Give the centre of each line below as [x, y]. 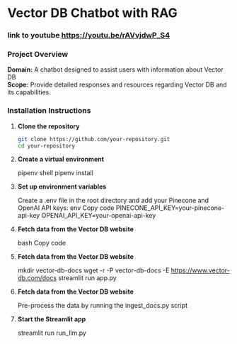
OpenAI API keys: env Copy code [66, 208]
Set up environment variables [62, 187]
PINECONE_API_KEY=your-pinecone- [170, 208]
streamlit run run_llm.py [52, 333]
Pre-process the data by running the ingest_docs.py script [103, 306]
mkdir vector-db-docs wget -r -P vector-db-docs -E [93, 270]
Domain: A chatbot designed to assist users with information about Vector [116, 70]
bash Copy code [41, 243]
